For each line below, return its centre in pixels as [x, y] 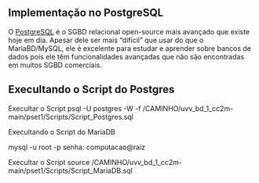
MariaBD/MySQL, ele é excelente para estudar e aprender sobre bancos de [129, 48]
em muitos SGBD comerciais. [55, 65]
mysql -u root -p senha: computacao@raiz [77, 147]
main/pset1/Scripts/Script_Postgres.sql [71, 117]
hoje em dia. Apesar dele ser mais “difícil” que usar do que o [106, 40]
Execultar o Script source [49, 162]
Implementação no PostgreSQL [86, 13]
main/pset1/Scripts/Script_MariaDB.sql [71, 170]
